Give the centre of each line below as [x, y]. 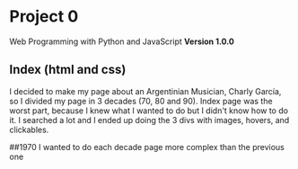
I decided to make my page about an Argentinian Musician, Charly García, [145, 91]
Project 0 [44, 17]
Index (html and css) [68, 70]
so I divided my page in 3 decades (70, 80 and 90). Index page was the [141, 101]
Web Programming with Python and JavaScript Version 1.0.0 [122, 41]
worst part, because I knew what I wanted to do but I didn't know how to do [149, 111]
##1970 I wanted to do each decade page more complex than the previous [147, 147]
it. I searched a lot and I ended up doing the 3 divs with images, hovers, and [149, 120]
